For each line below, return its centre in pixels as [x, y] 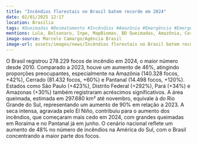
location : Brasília [30, 22]
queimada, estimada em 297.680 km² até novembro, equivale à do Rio [91, 98]
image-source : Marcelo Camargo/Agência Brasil [64, 39]
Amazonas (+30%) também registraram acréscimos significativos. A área [95, 92]
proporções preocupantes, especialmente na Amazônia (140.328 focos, [93, 73]
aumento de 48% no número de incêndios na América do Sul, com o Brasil [96, 129]
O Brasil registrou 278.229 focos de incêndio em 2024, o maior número [92, 61]
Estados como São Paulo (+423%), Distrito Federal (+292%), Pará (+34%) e [98, 86]
